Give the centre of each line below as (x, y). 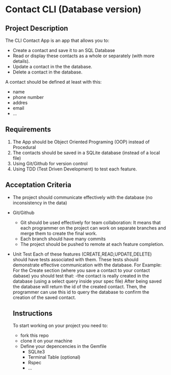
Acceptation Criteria (38, 185)
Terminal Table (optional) (54, 357)
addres (20, 103)
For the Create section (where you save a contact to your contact (81, 270)
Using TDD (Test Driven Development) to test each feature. (75, 169)
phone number (28, 97)
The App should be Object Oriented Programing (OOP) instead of (81, 142)
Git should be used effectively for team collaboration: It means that (90, 222)
